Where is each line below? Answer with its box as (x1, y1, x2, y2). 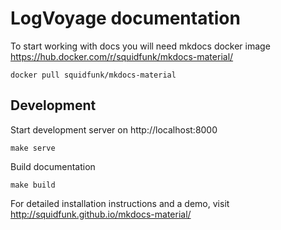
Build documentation (10, 160, 96, 172)
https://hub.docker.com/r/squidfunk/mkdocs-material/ (10, 50, 234, 62)
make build (10, 180, 56, 190)
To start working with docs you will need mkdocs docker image (10, 40, 271, 52)
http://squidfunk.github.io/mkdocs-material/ (10, 208, 192, 220)
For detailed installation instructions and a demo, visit (10, 197, 230, 209)
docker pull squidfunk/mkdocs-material (10, 70, 177, 80)
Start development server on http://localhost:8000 (10, 123, 218, 136)
